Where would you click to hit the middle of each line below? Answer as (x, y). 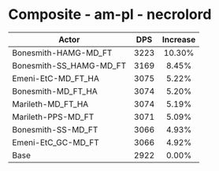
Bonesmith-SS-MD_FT (55, 129)
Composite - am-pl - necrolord (110, 15)
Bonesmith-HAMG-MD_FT (62, 53)
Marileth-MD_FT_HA (50, 104)
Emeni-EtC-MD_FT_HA (56, 78)
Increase (179, 39)
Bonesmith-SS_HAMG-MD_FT (69, 65)
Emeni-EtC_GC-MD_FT (56, 142)
